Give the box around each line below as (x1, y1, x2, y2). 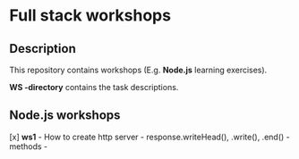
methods (9, 140, 42, 152)
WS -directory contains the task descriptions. (9, 82, 179, 92)
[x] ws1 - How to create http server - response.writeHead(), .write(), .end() (9, 131, 285, 142)
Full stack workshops (9, 5, 172, 26)
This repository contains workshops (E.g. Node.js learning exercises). (9, 64, 268, 75)
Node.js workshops (9, 108, 121, 123)
